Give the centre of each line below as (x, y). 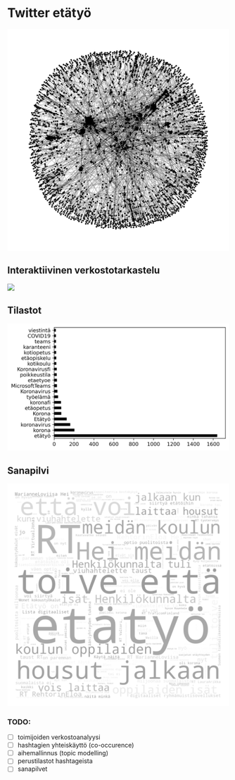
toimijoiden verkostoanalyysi (59, 737)
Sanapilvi (28, 470)
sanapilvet (32, 769)
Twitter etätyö (49, 13)
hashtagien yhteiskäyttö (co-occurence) (76, 745)
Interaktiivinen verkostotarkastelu (84, 270)
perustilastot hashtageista (55, 761)
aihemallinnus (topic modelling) (63, 753)
